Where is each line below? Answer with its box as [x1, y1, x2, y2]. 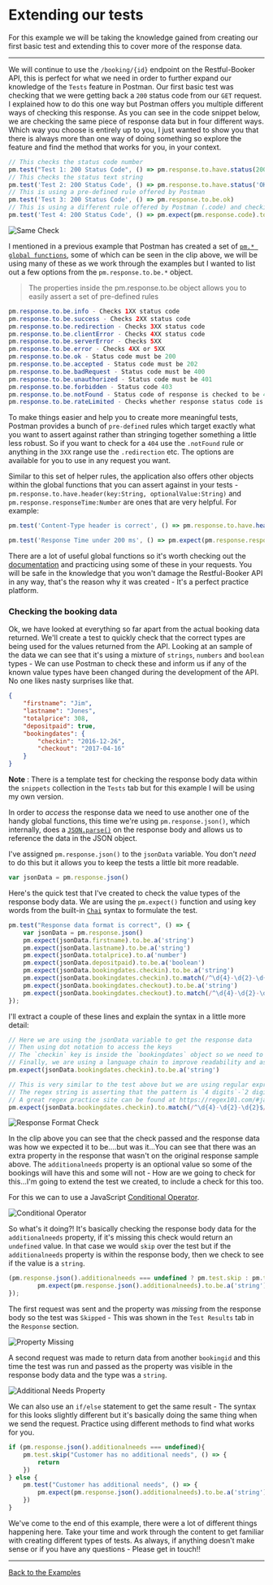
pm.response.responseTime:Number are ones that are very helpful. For [8, 497, 237, 507]
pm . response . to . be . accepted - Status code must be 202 [8, 360, 198, 369]
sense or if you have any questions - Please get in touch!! [8, 1544, 201, 1553]
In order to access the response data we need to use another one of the [8, 808, 249, 817]
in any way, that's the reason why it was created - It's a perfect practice [8, 577, 249, 587]
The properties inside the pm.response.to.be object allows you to [28, 283, 247, 292]
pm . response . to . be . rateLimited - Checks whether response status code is [8, 398, 264, 406]
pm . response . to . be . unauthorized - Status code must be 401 [8, 375, 213, 383]
